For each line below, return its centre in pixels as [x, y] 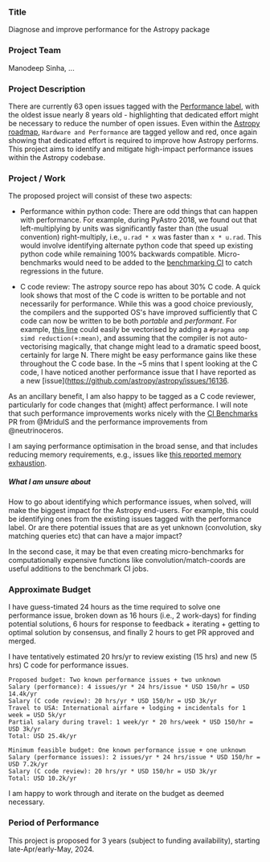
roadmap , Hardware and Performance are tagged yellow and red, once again [133, 132]
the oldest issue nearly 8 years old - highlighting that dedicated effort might [133, 114]
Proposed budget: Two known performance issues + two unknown [115, 680]
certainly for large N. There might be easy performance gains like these [138, 355]
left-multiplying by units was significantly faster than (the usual [124, 228]
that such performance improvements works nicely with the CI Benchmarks [133, 413]
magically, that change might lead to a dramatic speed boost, [160, 347]
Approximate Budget [50, 589]
